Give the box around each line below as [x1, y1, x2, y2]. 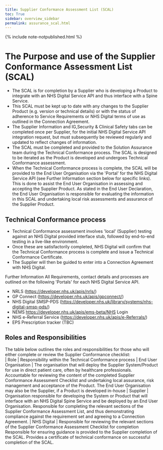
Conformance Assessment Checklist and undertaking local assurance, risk [5, 377, 154, 383]
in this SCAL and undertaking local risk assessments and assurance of [12, 196, 153, 202]
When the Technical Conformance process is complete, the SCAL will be [12, 165, 158, 171]
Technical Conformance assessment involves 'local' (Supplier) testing [12, 228, 152, 234]
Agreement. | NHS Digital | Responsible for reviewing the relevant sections [5, 418, 154, 424]
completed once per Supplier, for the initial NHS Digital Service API [12, 129, 146, 135]
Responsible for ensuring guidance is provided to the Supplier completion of [5, 429, 158, 435]
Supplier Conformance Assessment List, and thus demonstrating [5, 408, 134, 414]
